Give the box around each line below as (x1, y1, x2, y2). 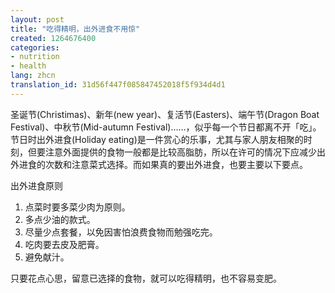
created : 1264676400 (10, 33, 97, 43)
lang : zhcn (10, 71, 56, 81)
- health (10, 61, 47, 71)
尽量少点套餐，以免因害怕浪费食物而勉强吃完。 (24, 226, 218, 238)
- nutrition (10, 52, 60, 62)
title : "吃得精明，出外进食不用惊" (10, 24, 141, 34)
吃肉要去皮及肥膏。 (24, 238, 105, 250)
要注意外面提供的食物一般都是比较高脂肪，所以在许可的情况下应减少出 (36, 146, 326, 158)
